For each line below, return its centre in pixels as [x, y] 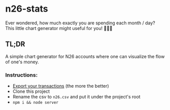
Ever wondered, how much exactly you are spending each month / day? [80, 23]
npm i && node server [35, 103]
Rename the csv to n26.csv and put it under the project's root [76, 97]
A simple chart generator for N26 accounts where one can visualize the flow [85, 56]
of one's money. [22, 62]
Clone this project [31, 91]
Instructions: [22, 75]
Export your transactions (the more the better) [61, 86]
